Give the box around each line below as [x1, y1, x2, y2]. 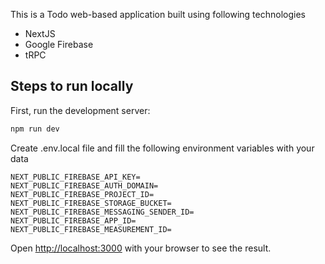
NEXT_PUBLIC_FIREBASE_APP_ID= [10, 215, 137, 226]
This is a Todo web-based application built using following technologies [10, 9, 306, 20]
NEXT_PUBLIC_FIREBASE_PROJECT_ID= [10, 189, 155, 199]
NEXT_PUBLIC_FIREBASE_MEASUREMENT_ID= [10, 224, 172, 234]
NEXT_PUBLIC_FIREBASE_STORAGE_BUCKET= [10, 198, 172, 208]
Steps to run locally [10, 78, 134, 95]
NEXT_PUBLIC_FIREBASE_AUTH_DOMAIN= [10, 180, 159, 191]
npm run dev [10, 124, 60, 134]
